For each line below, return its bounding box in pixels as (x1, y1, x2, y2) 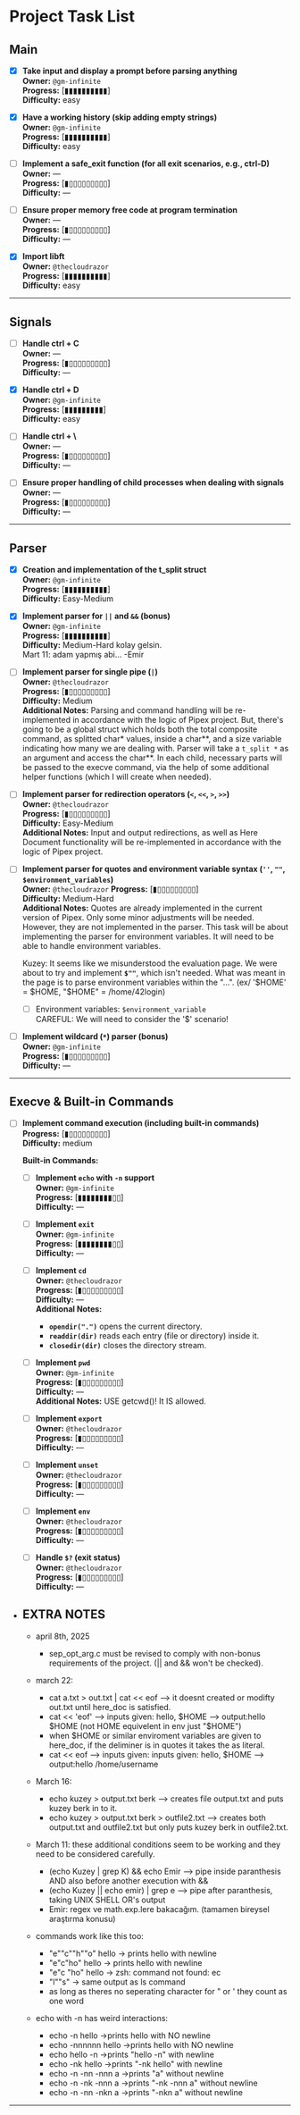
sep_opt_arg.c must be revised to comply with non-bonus (48, 1648, 261, 1658)
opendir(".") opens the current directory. (48, 1321, 203, 1331)
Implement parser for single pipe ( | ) (21, 667, 159, 677)
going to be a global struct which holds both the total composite (21, 724, 258, 734)
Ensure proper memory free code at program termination (21, 205, 238, 215)
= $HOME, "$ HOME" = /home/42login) (21, 986, 166, 997)
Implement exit (35, 1218, 96, 1230)
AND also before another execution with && (48, 1875, 209, 1886)
